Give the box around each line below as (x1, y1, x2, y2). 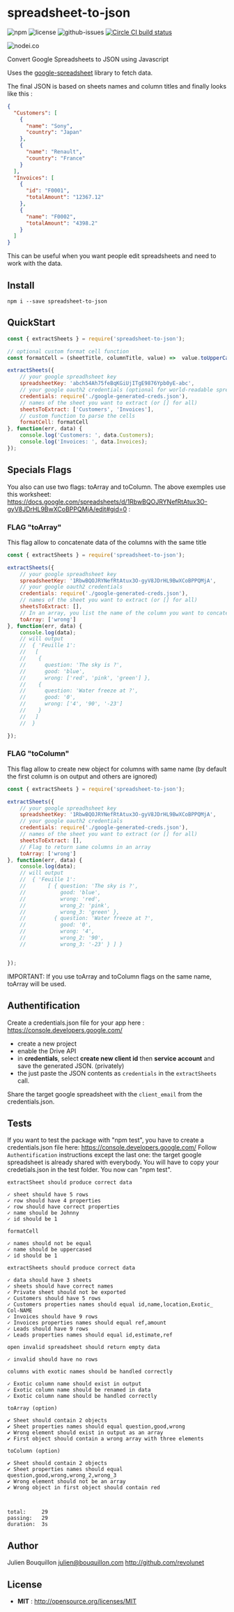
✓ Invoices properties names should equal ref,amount (7, 1320, 167, 1327)
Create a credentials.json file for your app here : (7, 1018, 145, 1027)
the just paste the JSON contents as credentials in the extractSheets (17, 1069, 217, 1077)
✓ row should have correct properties (7, 1203, 120, 1211)
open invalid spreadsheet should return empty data (7, 1344, 160, 1351)
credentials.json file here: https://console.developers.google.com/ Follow (7, 1143, 217, 1152)
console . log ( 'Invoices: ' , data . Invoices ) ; (19, 438, 148, 446)
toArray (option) (7, 1405, 58, 1412)
